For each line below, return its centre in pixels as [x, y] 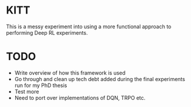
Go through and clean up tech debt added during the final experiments [100, 79]
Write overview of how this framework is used [70, 73]
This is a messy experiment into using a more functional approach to [89, 26]
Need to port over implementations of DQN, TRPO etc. [80, 98]
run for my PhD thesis [41, 85]
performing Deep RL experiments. [47, 32]
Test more [27, 91]
